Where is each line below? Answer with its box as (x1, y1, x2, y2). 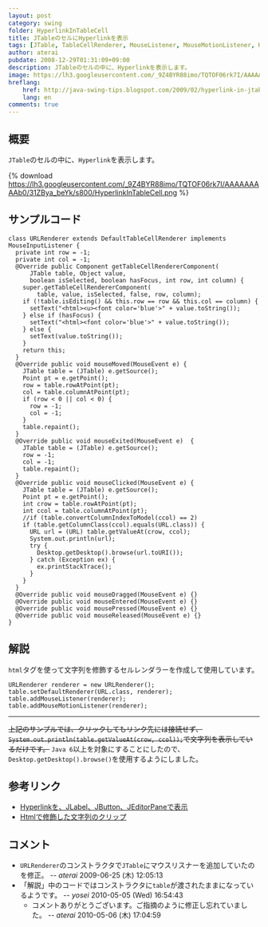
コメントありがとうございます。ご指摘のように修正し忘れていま (31, 901, 241, 910)
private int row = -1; (15, 248, 91, 256)
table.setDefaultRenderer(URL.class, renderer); (8, 688, 173, 696)
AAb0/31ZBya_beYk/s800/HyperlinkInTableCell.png (8, 187, 178, 197)
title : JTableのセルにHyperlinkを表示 (8, 34, 129, 42)
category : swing (8, 19, 62, 27)
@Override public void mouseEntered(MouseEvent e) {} (15, 598, 198, 606)
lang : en (22, 93, 52, 101)
